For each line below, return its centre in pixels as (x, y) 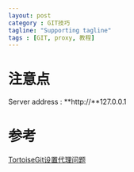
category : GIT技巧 (39, 23)
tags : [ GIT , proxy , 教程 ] (52, 38)
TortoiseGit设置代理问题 (47, 160)
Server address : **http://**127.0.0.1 (67, 102)
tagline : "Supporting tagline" (60, 30)
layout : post (30, 15)
